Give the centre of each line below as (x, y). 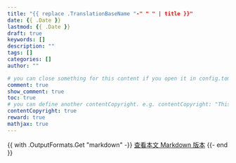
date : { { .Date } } (34, 20)
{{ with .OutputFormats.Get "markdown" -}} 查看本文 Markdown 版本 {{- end (118, 145)
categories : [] (29, 59)
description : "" (31, 46)
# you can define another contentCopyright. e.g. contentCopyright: (110, 105)
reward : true (26, 118)
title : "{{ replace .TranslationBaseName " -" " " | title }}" (100, 14)
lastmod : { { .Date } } (39, 27)
